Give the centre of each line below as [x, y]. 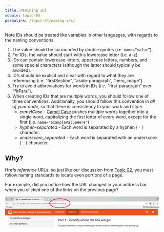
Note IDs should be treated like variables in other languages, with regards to [82, 35]
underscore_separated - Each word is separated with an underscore [88, 138]
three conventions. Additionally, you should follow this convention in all [83, 101]
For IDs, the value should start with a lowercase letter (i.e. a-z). [75, 55]
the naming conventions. [30, 40]
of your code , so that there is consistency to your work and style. [78, 107]
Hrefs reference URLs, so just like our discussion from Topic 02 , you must [79, 170]
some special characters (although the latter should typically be [76, 65]
